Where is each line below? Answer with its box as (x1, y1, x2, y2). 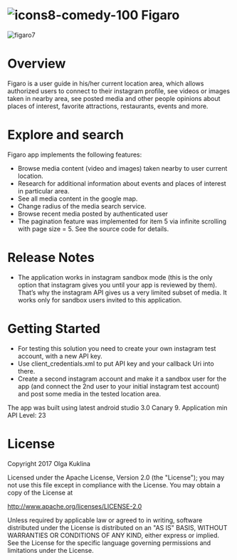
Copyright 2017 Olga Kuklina (7, 459, 91, 467)
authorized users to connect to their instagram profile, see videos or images (7, 86, 230, 95)
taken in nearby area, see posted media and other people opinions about (7, 94, 221, 102)
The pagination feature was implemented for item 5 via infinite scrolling (17, 217, 226, 226)
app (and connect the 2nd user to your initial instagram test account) (17, 381, 220, 391)
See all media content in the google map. (17, 194, 138, 203)
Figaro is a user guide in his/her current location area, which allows (7, 79, 204, 88)
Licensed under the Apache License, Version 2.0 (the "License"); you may (7, 473, 225, 482)
